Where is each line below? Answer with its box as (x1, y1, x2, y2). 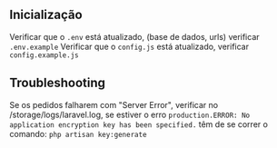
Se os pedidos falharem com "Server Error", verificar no (9, 99, 219, 110)
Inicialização (9, 7, 84, 23)
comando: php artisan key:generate (9, 128, 147, 139)
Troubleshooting (9, 75, 106, 91)
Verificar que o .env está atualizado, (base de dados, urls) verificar (9, 31, 261, 42)
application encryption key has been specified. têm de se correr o (9, 118, 268, 130)
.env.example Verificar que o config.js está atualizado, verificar (9, 41, 250, 52)
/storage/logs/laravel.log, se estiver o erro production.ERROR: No (9, 109, 251, 120)
